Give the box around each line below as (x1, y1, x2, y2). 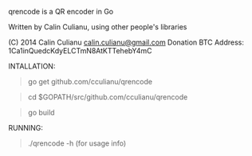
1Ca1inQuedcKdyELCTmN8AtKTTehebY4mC (8, 46, 153, 55)
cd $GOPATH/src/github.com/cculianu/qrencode (27, 92, 188, 102)
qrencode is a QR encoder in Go (8, 7, 114, 16)
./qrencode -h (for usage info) (27, 138, 127, 148)
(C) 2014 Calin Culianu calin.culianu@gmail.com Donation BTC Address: (8, 37, 245, 47)
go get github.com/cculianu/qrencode (27, 77, 153, 86)
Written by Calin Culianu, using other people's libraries (8, 22, 187, 31)
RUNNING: (8, 123, 44, 132)
